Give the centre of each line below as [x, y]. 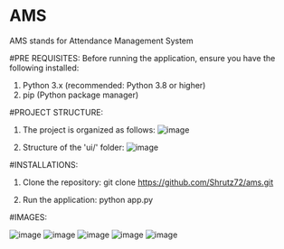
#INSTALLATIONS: [44, 164]
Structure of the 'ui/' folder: [73, 147]
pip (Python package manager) [80, 95]
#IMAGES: [28, 217]
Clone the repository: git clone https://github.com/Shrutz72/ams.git [148, 182]
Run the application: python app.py [88, 199]
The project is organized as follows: [89, 129]
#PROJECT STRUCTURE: [57, 112]
